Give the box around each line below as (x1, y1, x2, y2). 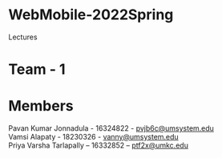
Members (8, 97, 74, 115)
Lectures (8, 32, 38, 42)
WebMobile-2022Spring (8, 6, 174, 24)
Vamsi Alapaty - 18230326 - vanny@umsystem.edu (8, 132, 179, 142)
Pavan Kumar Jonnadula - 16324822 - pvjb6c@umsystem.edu (8, 124, 215, 133)
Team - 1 (8, 60, 66, 79)
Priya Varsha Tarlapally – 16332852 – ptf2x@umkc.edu (8, 140, 188, 150)
